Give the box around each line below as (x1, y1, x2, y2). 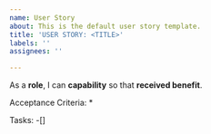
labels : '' (9, 38, 51, 48)
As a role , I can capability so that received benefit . (9, 80, 203, 91)
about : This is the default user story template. (9, 22, 202, 31)
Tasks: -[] (9, 115, 45, 126)
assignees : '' (9, 47, 64, 56)
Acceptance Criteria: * (9, 97, 94, 109)
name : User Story (9, 13, 75, 23)
